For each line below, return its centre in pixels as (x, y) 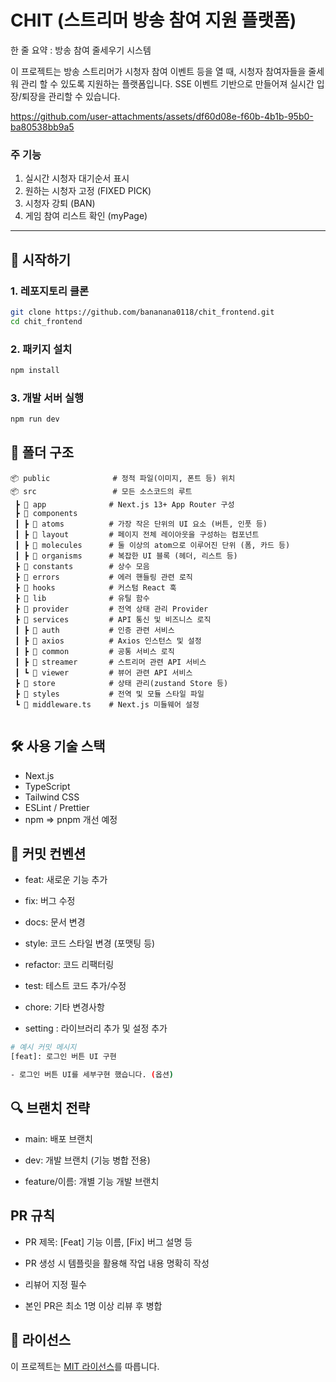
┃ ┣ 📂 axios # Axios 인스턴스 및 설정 (108, 641)
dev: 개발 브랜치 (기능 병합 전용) (87, 1160)
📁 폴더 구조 (42, 452)
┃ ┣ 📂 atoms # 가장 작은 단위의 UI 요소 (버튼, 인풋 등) (141, 524)
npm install (35, 370)
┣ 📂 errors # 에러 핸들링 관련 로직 (103, 577)
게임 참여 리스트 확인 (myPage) (86, 216)
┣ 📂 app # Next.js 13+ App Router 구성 (124, 504)
